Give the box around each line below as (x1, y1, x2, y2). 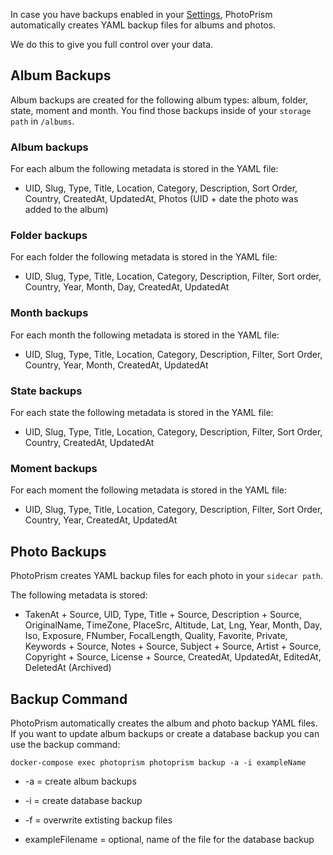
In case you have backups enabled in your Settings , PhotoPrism (10, 9, 273, 20)
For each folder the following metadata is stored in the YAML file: (10, 251, 278, 263)
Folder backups (10, 229, 88, 243)
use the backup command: (10, 738, 121, 750)
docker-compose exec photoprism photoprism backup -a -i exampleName (10, 757, 307, 768)
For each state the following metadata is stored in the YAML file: (10, 407, 274, 418)
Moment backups (10, 461, 98, 475)
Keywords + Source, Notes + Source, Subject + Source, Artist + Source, (24, 640, 322, 653)
